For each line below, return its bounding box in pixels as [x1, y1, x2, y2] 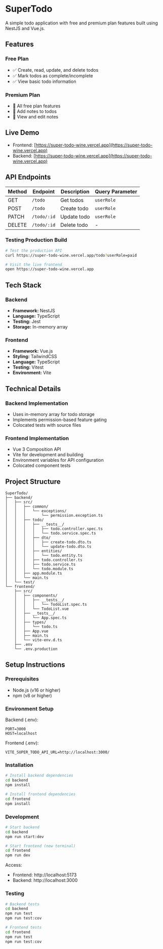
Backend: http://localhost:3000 [12, 877, 78, 883]
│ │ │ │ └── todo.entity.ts [5, 553, 83, 558]
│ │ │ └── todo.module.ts [5, 567, 73, 572]
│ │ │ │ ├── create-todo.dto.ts [5, 540, 92, 545]
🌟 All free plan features [12, 103, 61, 109]
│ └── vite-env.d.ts [14, 638, 62, 643]
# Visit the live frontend [5, 262, 62, 267]
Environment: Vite [12, 370, 52, 376]
